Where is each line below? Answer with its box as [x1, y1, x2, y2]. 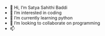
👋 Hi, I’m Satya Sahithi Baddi [9, 5, 68, 10]
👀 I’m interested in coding [9, 10, 62, 16]
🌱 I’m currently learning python [9, 15, 73, 20]
